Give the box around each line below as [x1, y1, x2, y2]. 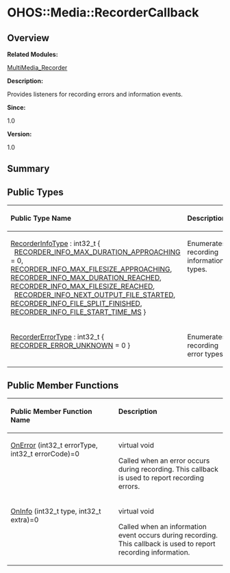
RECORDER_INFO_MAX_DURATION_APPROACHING [14, 247, 181, 257]
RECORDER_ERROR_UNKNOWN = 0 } [10, 341, 131, 350]
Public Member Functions [7, 379, 119, 391]
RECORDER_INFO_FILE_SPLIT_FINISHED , [10, 299, 142, 308]
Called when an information [118, 522, 207, 532]
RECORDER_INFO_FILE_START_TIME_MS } [10, 307, 146, 317]
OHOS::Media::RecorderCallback [7, 5, 199, 21]
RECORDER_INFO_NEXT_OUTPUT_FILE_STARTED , [14, 290, 176, 300]
